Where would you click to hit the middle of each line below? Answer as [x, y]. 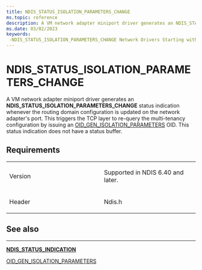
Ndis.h [113, 201]
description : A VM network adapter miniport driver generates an [90, 23]
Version [20, 176]
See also [23, 229]
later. [111, 180]
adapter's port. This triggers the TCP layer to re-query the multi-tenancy [96, 118]
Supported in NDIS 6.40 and [144, 172]
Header [20, 201]
